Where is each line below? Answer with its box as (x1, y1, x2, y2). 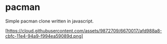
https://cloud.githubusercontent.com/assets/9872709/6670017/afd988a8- (7, 27, 162, 33)
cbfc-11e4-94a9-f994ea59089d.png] (5, 33, 83, 39)
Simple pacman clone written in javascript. (5, 18, 94, 24)
